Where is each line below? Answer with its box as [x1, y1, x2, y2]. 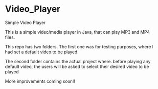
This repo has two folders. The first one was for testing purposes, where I [5, 44, 154, 49]
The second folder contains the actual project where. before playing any [5, 58, 151, 64]
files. [5, 34, 15, 40]
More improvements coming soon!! [5, 78, 76, 84]
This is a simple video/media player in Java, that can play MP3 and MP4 [5, 29, 150, 35]
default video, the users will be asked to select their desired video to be [5, 64, 149, 69]
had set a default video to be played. [5, 49, 79, 55]
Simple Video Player [5, 20, 45, 25]
